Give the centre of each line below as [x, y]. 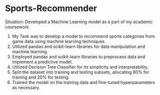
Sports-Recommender [51, 8]
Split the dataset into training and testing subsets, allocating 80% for [80, 72]
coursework [17, 27]
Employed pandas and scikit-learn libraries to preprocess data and [79, 56]
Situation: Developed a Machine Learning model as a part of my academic [79, 22]
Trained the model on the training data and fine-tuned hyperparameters [83, 82]
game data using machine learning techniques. [59, 41]
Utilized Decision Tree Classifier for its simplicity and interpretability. [80, 67]
